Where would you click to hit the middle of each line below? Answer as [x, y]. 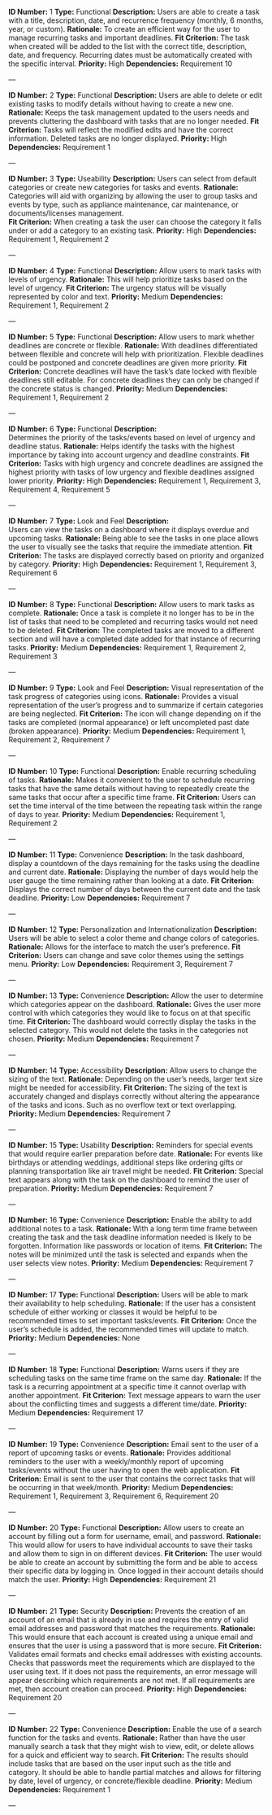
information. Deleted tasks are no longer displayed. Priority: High [118, 138]
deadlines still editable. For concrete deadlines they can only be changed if [134, 380]
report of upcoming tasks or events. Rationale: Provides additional [120, 1453]
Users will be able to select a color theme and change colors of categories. [134, 938]
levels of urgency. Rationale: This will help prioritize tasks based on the [128, 279]
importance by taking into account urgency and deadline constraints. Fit [129, 455]
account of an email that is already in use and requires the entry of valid [129, 1620]
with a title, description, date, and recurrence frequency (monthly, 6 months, [136, 20]
